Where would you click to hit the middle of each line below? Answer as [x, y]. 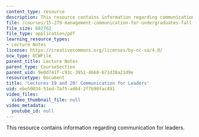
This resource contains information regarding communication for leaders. [95, 128]
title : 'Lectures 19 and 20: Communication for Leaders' [78, 84]
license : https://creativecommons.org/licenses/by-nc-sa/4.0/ [84, 50]
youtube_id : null [33, 111]
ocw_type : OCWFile [29, 56]
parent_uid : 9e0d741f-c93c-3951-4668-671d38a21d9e [70, 72]
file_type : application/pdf [41, 34]
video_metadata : [26, 105]
